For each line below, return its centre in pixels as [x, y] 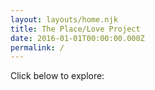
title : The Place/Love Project [75, 29]
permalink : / [37, 47]
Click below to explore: [57, 76]
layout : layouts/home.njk [64, 19]
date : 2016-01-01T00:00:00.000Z [77, 38]
